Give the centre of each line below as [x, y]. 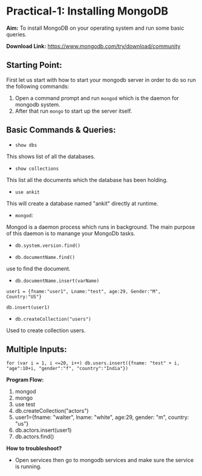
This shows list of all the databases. [51, 156]
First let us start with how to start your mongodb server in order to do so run [101, 79]
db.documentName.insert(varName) [57, 281]
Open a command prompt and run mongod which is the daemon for [97, 98]
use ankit [28, 192]
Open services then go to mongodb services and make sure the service [104, 460]
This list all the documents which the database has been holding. [87, 179]
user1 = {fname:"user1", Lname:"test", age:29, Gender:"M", [84, 291]
